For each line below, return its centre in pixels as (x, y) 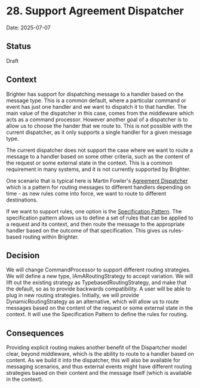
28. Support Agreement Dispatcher (95, 11)
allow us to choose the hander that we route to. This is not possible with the (99, 126)
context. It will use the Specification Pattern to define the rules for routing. (97, 314)
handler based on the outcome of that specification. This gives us (87, 230)
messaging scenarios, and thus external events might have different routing (99, 366)
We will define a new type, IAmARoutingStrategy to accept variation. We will (100, 276)
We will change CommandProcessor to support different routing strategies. (99, 270)
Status (19, 46)
